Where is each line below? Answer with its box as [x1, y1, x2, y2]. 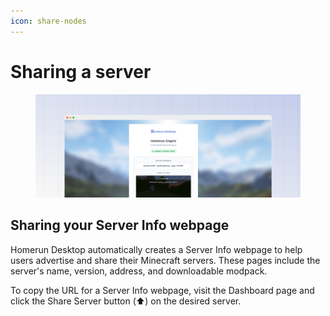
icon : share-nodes [10, 16, 87, 26]
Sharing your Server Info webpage [10, 217, 230, 234]
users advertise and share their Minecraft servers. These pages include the [10, 254, 321, 266]
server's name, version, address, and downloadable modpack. [10, 265, 268, 277]
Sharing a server [10, 60, 152, 83]
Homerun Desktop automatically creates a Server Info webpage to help [10, 243, 303, 255]
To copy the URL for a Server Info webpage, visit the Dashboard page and [10, 284, 315, 296]
